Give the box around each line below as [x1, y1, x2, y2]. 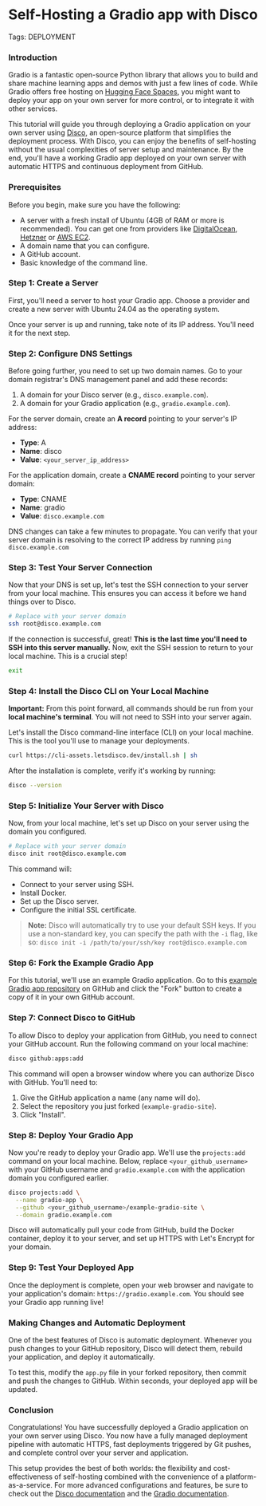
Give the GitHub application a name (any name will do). [19, 1093, 201, 1102]
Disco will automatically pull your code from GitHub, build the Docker [8, 1225, 235, 1235]
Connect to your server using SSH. [19, 880, 135, 889]
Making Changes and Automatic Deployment [8, 1317, 186, 1328]
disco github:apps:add [8, 1055, 84, 1062]
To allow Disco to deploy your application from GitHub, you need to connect [8, 1031, 257, 1040]
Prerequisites [8, 182, 61, 193]
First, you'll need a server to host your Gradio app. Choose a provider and [8, 295, 250, 305]
